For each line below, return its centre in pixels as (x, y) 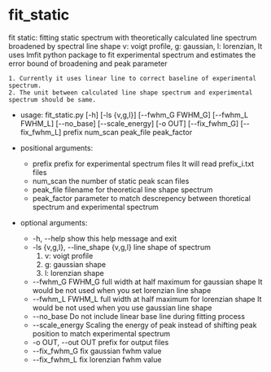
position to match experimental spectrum (101, 333)
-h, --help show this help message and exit (105, 239)
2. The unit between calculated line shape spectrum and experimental (131, 92)
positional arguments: (57, 147)
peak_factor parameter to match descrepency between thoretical (141, 198)
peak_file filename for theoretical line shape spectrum (122, 190)
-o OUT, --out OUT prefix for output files (101, 342)
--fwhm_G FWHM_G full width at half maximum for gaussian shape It (147, 282)
